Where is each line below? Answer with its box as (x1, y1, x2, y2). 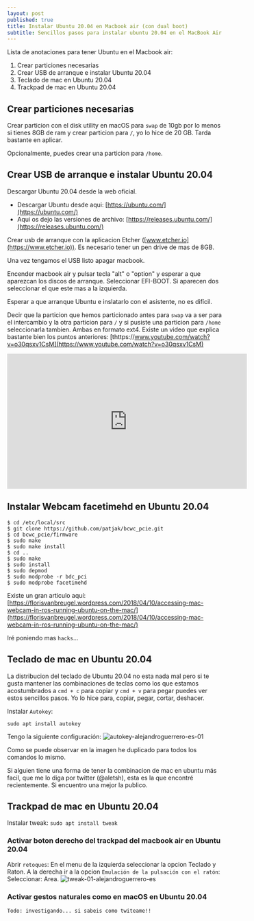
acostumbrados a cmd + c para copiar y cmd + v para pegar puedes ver (7, 686, 207, 695)
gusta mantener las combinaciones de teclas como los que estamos (7, 679, 199, 687)
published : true (7, 16, 53, 23)
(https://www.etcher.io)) (7, 243, 75, 251)
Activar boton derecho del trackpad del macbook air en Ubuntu (7, 836, 221, 846)
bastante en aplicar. (7, 136, 63, 144)
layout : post (7, 10, 45, 17)
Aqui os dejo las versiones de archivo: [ (16, 215, 129, 223)
